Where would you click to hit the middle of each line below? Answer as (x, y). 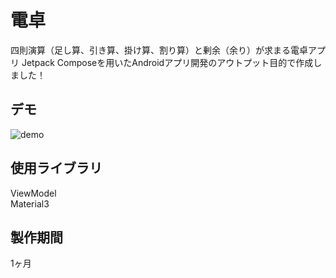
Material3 (30, 203)
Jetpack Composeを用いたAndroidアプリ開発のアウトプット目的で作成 (167, 62)
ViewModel (33, 193)
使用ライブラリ (56, 168)
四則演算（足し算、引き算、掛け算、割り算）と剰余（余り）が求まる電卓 (159, 50)
